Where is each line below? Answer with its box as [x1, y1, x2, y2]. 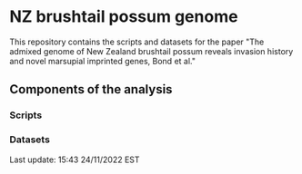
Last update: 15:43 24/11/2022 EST [9, 154, 140, 165]
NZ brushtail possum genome [9, 6, 238, 27]
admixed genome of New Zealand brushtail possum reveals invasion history [9, 45, 294, 56]
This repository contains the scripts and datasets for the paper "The [9, 36, 265, 47]
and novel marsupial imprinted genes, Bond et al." [9, 55, 196, 66]
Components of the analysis [9, 82, 173, 97]
